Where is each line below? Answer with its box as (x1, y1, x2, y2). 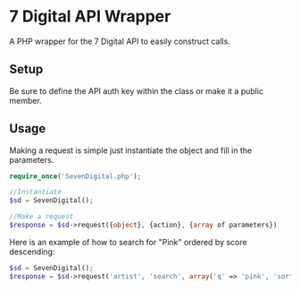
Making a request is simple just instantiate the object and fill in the (9, 145, 253, 156)
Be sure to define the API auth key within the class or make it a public (9, 85, 264, 96)
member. (9, 95, 42, 106)
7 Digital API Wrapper (9, 6, 171, 27)
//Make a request (9, 212, 74, 221)
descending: (9, 246, 55, 257)
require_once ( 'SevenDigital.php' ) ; (9, 172, 142, 181)
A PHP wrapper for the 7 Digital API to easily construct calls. (9, 36, 230, 47)
